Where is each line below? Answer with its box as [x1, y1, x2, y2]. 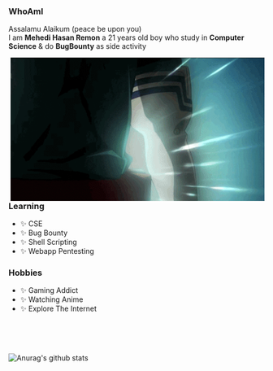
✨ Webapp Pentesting [19, 246, 95, 255]
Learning [8, 200, 45, 212]
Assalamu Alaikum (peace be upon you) [8, 24, 142, 34]
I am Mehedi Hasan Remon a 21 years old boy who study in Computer [8, 33, 245, 42]
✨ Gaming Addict [19, 286, 79, 295]
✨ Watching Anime [19, 295, 84, 304]
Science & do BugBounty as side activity [8, 41, 146, 51]
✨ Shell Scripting [19, 237, 77, 247]
